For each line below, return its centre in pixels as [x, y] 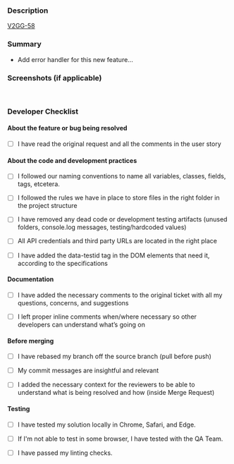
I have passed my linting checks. [65, 453]
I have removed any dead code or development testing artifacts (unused [122, 219]
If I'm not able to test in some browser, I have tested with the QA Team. [120, 439]
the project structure [47, 206]
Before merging [31, 341]
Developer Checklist [43, 111]
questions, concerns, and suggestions [73, 303]
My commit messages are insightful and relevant [88, 371]
